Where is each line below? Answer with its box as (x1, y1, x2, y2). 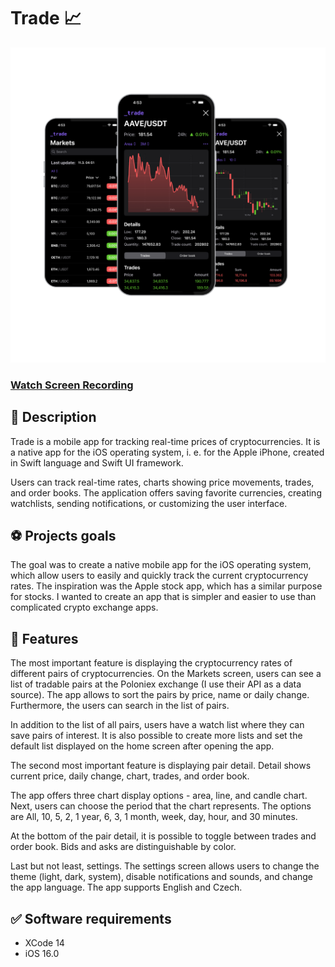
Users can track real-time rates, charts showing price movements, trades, (10, 476, 315, 488)
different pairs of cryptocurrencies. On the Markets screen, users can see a (10, 668, 322, 680)
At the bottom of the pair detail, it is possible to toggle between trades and (10, 830, 317, 842)
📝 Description (10, 409, 97, 426)
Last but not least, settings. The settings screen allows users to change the (10, 860, 320, 872)
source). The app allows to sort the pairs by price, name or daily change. (10, 689, 310, 701)
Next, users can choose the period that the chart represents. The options (10, 800, 312, 812)
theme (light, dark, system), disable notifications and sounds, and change (10, 871, 314, 883)
